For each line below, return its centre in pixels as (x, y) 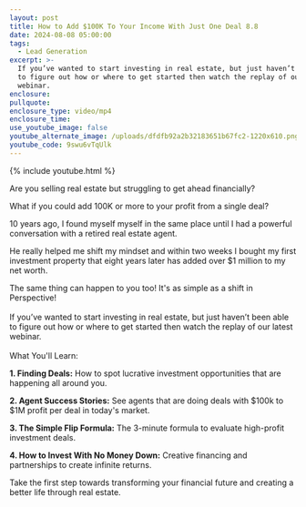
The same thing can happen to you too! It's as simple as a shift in (131, 288)
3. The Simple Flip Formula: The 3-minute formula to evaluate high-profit (147, 428)
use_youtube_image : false (58, 128)
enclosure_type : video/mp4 (61, 111)
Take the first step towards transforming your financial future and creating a (152, 482)
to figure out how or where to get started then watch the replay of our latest (151, 326)
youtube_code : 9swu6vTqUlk (61, 145)
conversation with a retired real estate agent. (93, 233)
